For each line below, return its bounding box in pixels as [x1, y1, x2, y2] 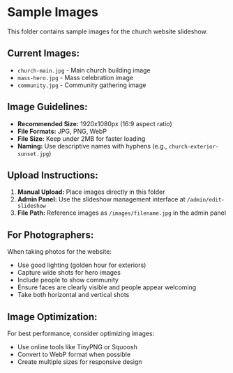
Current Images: [7, 47, 80, 59]
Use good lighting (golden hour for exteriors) [17, 261, 146, 269]
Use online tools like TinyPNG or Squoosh [17, 343, 137, 351]
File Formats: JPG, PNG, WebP [17, 127, 107, 135]
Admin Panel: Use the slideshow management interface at [17, 195, 186, 204]
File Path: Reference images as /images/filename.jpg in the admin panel [17, 208, 227, 217]
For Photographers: [7, 229, 94, 241]
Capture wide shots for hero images [17, 268, 121, 277]
